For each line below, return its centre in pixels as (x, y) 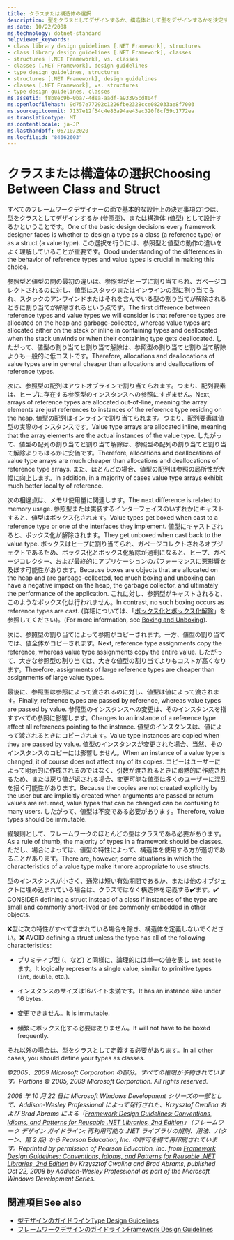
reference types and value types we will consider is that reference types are (117, 316)
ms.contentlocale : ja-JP (43, 124)
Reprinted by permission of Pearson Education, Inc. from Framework (117, 1148)
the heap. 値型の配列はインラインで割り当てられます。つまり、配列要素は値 (116, 418)
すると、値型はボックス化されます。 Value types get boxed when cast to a (112, 518)
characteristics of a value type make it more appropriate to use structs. (109, 866)
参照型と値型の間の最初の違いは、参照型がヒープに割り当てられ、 (102, 282)
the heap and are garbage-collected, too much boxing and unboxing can (111, 578)
